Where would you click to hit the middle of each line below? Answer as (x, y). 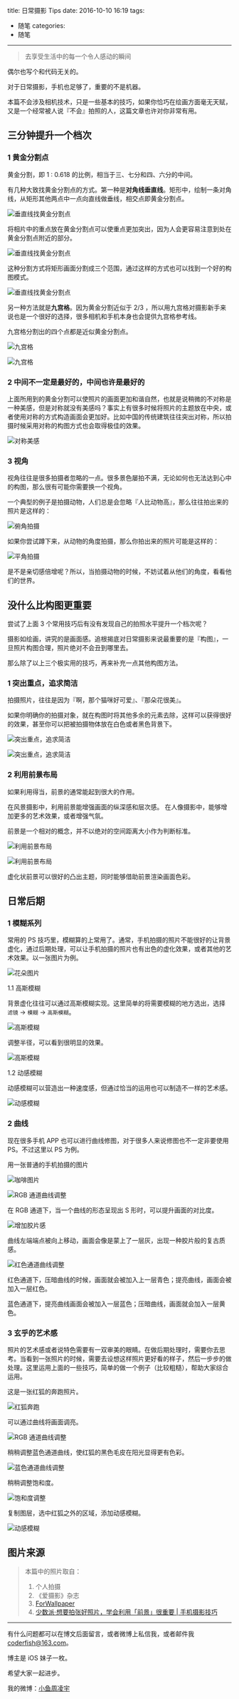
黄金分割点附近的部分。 (42, 238)
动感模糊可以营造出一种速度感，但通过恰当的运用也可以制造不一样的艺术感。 (119, 1088)
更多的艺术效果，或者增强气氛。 (60, 816)
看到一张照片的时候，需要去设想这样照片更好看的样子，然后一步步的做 (129, 1359)
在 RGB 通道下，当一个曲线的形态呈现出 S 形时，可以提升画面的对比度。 (113, 1210)
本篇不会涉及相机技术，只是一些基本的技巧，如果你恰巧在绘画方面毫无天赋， (119, 102)
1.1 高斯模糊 (24, 988)
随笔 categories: (41, 26)
